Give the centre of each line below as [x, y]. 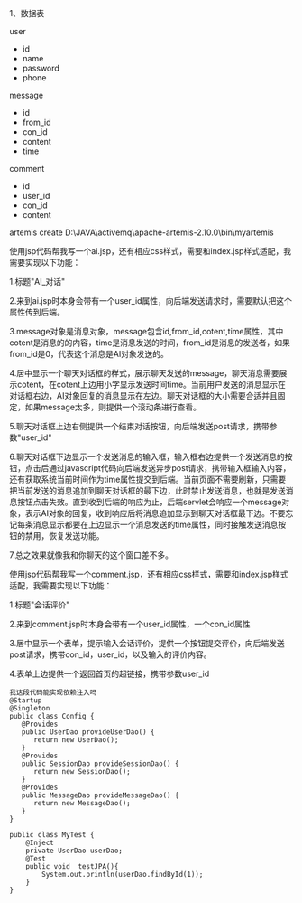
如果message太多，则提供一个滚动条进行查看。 [113, 407]
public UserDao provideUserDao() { [88, 732]
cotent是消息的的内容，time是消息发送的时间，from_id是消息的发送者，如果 [150, 343]
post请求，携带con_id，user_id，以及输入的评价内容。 [110, 654]
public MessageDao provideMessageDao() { [100, 795]
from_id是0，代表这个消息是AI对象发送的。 [89, 354]
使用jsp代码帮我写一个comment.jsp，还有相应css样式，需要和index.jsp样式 [149, 574]
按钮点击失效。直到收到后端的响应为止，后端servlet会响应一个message [149, 502]
